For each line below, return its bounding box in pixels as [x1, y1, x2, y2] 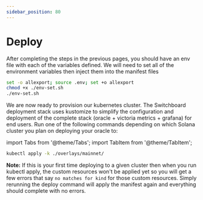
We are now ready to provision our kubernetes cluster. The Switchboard [6, 102, 186, 109]
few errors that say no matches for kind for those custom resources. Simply [6, 175, 197, 182]
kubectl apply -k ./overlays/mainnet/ [6, 150, 104, 157]
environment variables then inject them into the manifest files [6, 68, 159, 75]
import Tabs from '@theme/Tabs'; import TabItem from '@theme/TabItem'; [6, 139, 193, 146]
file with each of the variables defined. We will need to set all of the [6, 61, 175, 68]
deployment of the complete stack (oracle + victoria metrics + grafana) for [6, 114, 192, 121]
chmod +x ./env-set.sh [6, 85, 64, 91]
